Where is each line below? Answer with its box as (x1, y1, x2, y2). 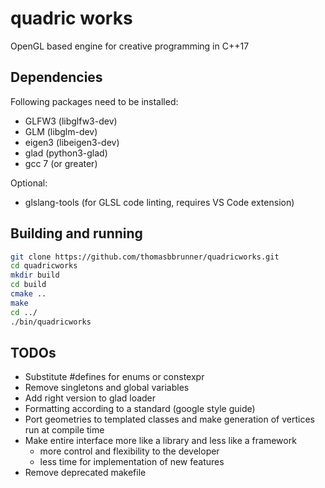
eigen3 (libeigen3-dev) (24, 136, 120, 148)
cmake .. (10, 289, 47, 299)
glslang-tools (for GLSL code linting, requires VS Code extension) (24, 196, 295, 208)
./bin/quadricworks (10, 317, 92, 327)
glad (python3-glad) (24, 147, 108, 159)
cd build (10, 280, 47, 290)
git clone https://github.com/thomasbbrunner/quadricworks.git (10, 252, 280, 262)
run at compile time (24, 424, 105, 436)
